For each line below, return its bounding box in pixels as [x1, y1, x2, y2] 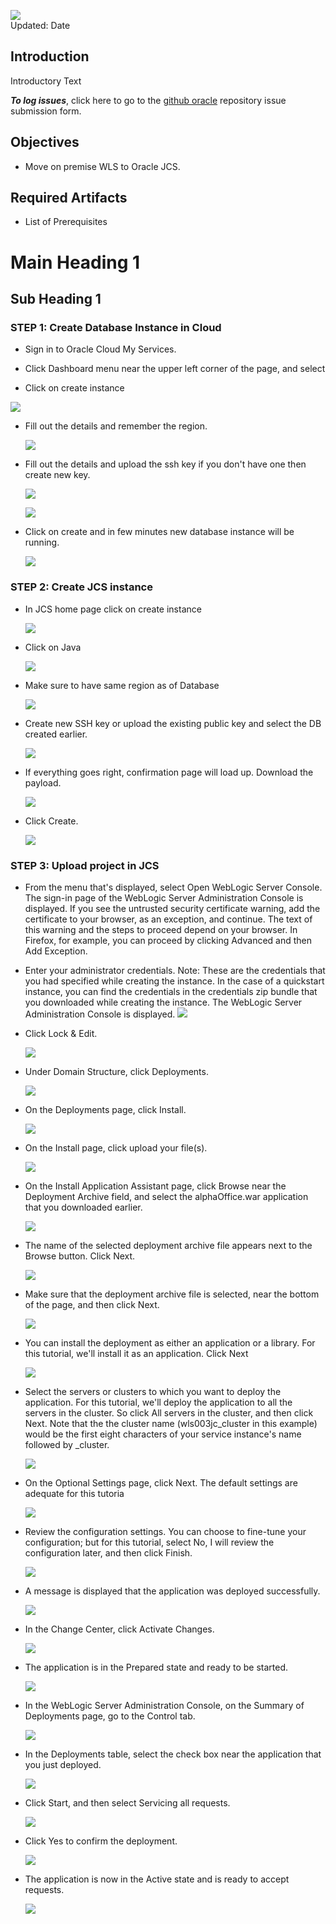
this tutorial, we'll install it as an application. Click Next [24, 1347, 249, 1359]
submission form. [10, 105, 82, 117]
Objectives [10, 134, 80, 151]
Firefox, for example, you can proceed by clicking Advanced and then [24, 934, 313, 946]
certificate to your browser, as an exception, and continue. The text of [24, 913, 313, 925]
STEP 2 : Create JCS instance [10, 580, 153, 594]
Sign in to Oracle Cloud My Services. [24, 343, 177, 355]
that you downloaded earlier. [24, 1201, 143, 1213]
